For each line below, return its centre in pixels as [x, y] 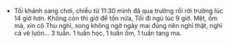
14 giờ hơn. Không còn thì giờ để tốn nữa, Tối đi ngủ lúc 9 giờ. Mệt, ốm [116, 18]
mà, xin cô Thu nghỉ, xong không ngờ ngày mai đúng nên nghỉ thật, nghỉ [118, 25]
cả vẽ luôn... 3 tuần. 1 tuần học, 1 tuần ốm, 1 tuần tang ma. [97, 33]
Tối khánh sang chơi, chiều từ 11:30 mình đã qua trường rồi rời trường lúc [119, 11]
